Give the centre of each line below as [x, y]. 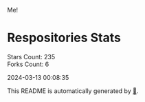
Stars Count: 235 [31, 57]
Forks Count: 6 [28, 64]
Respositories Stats [64, 38]
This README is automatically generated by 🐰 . [73, 91]
